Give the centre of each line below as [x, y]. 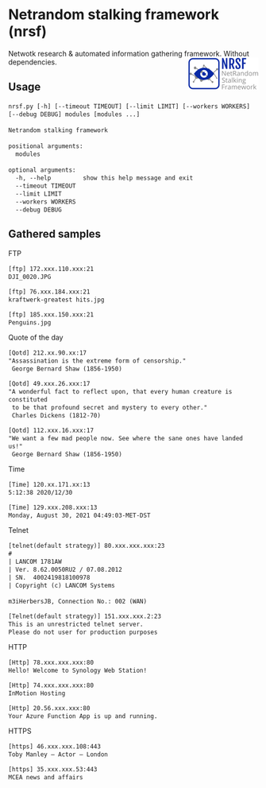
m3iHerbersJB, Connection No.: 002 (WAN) [78, 601]
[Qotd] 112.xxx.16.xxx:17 [51, 430]
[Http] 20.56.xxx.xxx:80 [49, 708]
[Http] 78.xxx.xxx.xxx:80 [51, 662]
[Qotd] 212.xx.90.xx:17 [48, 353]
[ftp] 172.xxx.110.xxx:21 [51, 269]
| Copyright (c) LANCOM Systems [62, 585]
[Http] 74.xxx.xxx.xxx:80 [51, 685]
